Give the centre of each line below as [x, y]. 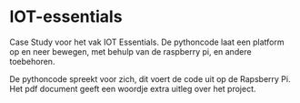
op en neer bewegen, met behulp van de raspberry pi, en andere [130, 51]
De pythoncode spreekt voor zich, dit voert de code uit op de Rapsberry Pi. [150, 78]
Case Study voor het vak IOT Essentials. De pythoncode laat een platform [147, 42]
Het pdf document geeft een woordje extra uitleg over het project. [133, 88]
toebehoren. [32, 61]
